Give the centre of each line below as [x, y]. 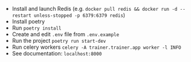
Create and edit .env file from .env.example [66, 34]
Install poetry [28, 21]
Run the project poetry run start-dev [59, 41]
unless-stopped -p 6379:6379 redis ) [80, 15]
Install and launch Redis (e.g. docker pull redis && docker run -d [95, 9]
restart [21, 16]
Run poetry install [37, 28]
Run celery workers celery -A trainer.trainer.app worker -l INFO [96, 47]
